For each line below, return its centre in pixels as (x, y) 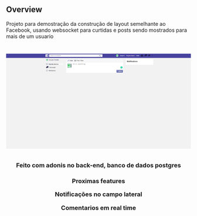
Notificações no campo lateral (98, 194)
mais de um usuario (30, 36)
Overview (24, 10)
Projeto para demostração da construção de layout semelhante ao (86, 23)
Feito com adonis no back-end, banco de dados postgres (98, 166)
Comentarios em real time (98, 208)
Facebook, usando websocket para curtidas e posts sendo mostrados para (97, 30)
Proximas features (98, 181)
